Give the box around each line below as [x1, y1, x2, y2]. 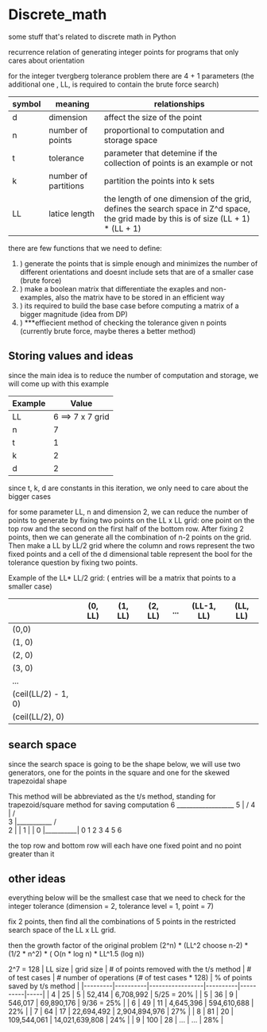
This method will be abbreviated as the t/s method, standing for [8, 791, 216, 801]
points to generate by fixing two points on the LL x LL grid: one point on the [8, 515, 255, 525]
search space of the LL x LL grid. [8, 926, 117, 935]
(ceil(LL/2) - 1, [12, 688, 69, 699]
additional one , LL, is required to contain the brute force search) [8, 79, 220, 89]
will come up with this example [8, 379, 110, 388]
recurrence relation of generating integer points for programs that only [8, 47, 239, 56]
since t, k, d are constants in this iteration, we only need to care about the [8, 483, 249, 493]
